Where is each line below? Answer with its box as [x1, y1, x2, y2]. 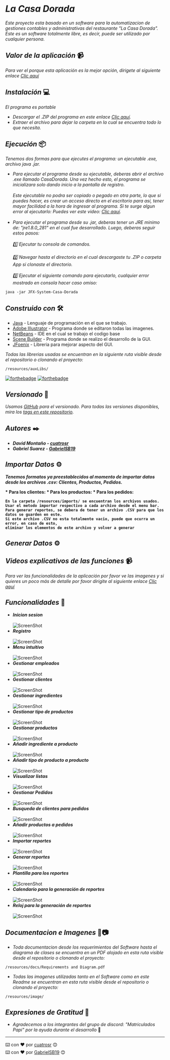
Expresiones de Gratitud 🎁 [5, 1008, 90, 1016]
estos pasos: [12, 230, 39, 236]
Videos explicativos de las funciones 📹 [5, 557, 133, 565]
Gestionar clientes [12, 676, 53, 682]
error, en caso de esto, [5, 521, 58, 526]
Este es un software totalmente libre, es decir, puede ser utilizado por [5, 30, 150, 36]
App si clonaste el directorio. [12, 261, 73, 267]
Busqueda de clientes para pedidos [12, 805, 90, 811]
